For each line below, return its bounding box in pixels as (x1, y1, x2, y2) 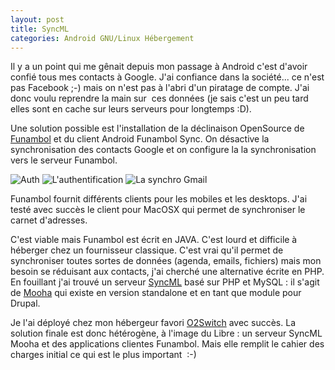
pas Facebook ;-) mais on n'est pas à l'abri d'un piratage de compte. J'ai (10, 82, 310, 94)
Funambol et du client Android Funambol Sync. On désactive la (10, 133, 270, 145)
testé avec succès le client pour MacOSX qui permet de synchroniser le (10, 204, 306, 216)
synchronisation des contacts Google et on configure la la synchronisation (10, 144, 317, 156)
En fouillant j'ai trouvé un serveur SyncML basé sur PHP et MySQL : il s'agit (10, 276, 320, 288)
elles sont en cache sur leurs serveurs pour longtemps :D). (10, 103, 252, 115)
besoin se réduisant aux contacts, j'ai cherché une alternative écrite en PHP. (10, 266, 325, 278)
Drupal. (10, 297, 41, 310)
